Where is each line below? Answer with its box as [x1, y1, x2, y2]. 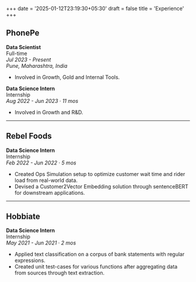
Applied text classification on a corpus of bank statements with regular [14, 251, 185, 258]
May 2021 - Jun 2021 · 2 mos [6, 239, 76, 246]
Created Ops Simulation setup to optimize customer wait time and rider [14, 170, 185, 177]
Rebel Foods [6, 131, 52, 141]
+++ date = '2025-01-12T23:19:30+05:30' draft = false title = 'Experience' [6, 5, 184, 12]
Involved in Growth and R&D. [14, 108, 83, 116]
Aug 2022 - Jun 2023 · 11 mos [6, 97, 79, 104]
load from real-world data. [14, 177, 78, 184]
